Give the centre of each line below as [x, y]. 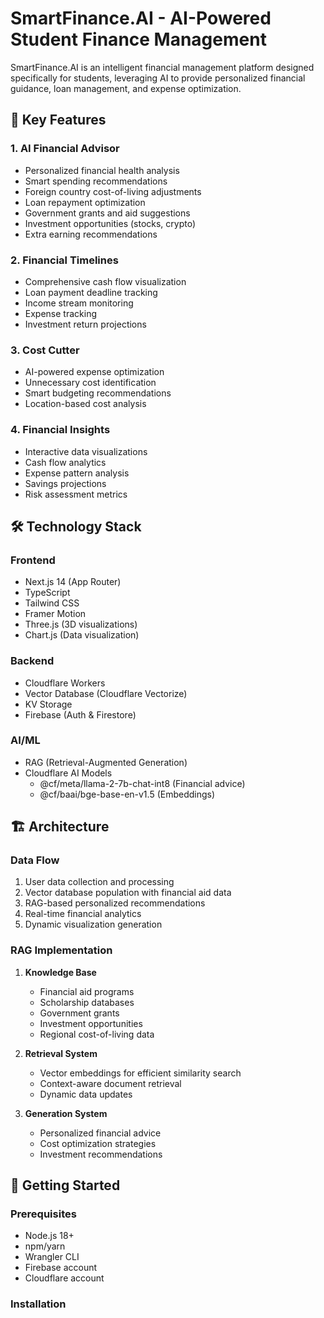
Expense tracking [60, 313]
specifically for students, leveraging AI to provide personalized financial [158, 78]
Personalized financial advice [100, 1133]
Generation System [66, 1113]
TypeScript [47, 593]
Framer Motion [55, 614]
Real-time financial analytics [83, 914]
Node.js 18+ [49, 1236]
